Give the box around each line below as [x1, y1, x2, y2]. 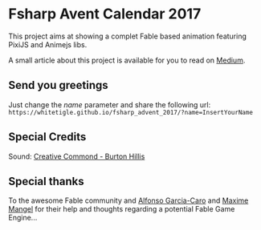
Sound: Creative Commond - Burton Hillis [8, 151, 145, 161]
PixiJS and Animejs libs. [8, 39, 88, 49]
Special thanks [8, 174, 84, 188]
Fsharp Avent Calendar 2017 [8, 5, 202, 23]
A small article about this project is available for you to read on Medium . [8, 55, 246, 65]
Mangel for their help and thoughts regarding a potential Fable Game [8, 204, 235, 214]
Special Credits [8, 130, 87, 144]
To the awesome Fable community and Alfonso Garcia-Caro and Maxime [8, 196, 249, 205]
